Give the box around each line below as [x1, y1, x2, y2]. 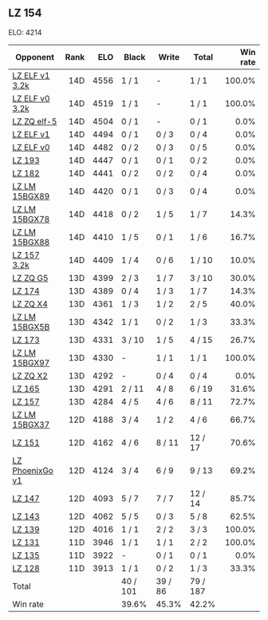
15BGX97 [12, 357, 50, 368]
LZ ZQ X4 [12, 298, 48, 310]
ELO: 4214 [8, 27, 42, 37]
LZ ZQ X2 [12, 370, 48, 381]
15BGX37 [12, 419, 50, 430]
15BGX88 [12, 236, 50, 247]
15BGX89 [12, 191, 50, 202]
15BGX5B [12, 321, 50, 332]
